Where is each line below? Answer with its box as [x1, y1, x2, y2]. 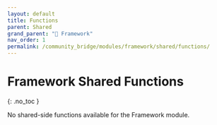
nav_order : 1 [7, 37, 46, 44]
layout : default [7, 10, 55, 18]
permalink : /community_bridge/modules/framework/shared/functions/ [7, 43, 211, 50]
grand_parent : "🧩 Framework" [7, 30, 93, 37]
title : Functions [7, 17, 59, 24]
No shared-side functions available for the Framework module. [7, 110, 190, 119]
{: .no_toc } [7, 97, 40, 105]
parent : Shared [7, 23, 52, 30]
